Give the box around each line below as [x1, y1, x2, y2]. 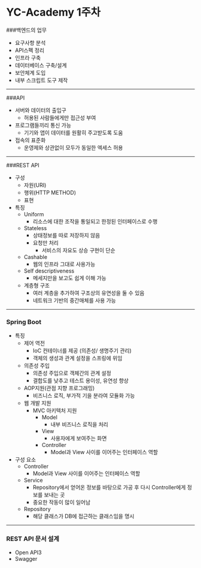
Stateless [23, 224, 47, 231]
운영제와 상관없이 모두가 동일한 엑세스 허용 [23, 144, 124, 151]
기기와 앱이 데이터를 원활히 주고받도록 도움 [23, 129, 124, 136]
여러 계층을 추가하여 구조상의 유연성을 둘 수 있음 [32, 289, 145, 297]
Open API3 [14, 549, 42, 556]
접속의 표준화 [14, 136, 46, 144]
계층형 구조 [23, 282, 50, 289]
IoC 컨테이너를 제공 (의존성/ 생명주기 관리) [32, 347, 132, 354]
